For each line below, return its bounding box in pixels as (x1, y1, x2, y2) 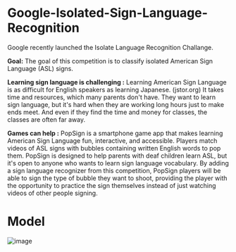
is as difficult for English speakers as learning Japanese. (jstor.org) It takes (7, 85, 224, 94)
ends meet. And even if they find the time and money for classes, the (7, 108, 208, 116)
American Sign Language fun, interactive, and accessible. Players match (7, 136, 218, 145)
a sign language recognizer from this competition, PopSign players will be (7, 166, 221, 175)
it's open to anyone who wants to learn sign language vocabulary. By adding (7, 158, 229, 167)
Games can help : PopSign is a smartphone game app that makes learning (7, 129, 223, 137)
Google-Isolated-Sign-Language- (7, 5, 208, 21)
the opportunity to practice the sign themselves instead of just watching (7, 181, 216, 189)
